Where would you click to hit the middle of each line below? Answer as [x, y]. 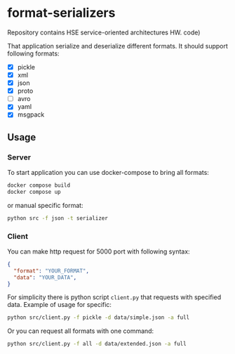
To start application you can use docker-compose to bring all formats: [108, 173]
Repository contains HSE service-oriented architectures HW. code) [104, 32]
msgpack [31, 114]
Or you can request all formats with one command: [81, 331]
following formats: [33, 53]
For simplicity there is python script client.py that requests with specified [114, 297]
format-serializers [61, 13]
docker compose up [34, 192]
